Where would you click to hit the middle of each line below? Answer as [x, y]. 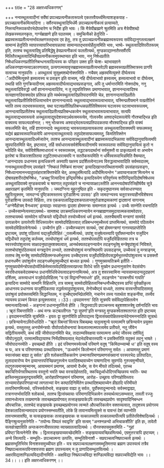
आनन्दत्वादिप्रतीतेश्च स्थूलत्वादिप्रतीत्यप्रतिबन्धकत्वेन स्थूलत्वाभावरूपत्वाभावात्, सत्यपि [68, 111]
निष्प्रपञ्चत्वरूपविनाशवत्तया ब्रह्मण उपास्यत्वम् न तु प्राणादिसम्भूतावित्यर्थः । [59, 449]
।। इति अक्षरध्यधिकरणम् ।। [40, 460]
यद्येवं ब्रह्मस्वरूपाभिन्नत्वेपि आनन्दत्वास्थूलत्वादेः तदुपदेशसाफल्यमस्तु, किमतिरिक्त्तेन [66, 134]
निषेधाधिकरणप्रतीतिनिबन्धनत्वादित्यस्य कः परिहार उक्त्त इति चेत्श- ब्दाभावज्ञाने [63, 62]
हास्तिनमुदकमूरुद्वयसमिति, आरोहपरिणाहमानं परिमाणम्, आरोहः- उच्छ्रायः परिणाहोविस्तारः [70, 377]
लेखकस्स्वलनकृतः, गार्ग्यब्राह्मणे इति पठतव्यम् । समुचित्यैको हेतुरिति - [57, 34]
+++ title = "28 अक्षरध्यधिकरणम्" [34, 8]
